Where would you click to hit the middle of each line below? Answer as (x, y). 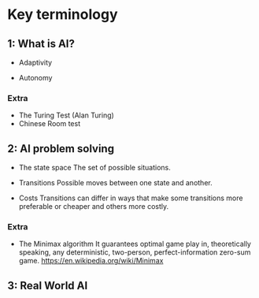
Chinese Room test (49, 124)
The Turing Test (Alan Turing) (67, 115)
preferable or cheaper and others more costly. (94, 207)
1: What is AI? (41, 44)
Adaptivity (35, 62)
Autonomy (35, 78)
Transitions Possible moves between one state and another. (116, 183)
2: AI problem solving (61, 149)
